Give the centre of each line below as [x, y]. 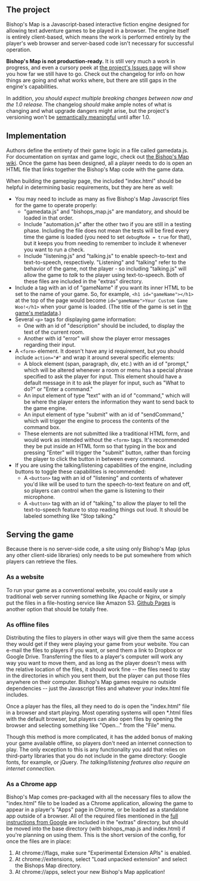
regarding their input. [50, 344]
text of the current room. [54, 332]
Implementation [36, 136]
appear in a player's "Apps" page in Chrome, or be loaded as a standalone [98, 810]
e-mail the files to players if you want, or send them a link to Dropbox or [94, 651]
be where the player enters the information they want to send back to [109, 402]
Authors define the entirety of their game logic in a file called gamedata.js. [97, 150]
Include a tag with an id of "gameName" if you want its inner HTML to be [104, 287]
